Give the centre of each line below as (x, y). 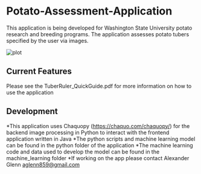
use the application (30, 92)
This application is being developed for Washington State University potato (99, 28)
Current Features (39, 72)
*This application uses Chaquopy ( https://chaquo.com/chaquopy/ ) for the (98, 126)
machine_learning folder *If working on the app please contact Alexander (98, 158)
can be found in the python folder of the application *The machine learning (100, 145)
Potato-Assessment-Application (89, 11)
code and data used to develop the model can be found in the (83, 152)
